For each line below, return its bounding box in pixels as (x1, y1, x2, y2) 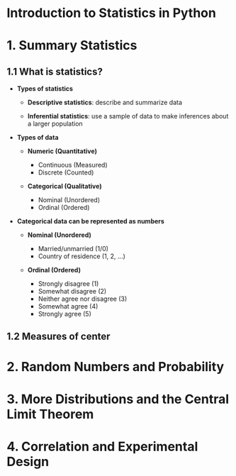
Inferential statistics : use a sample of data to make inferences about (27, 112, 229, 121)
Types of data (16, 133, 59, 142)
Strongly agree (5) (38, 310, 91, 319)
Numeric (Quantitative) (27, 147, 97, 155)
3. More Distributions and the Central (6, 391, 230, 407)
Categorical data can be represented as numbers (16, 217, 164, 226)
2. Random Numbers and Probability (6, 358, 225, 375)
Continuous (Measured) (38, 161, 108, 170)
